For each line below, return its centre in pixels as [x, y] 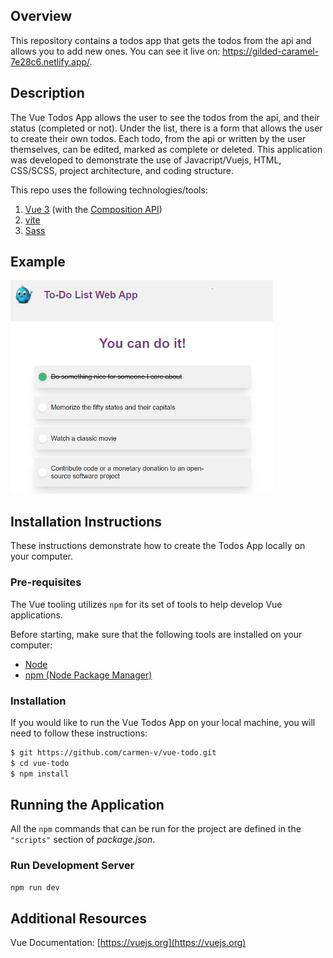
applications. [36, 615]
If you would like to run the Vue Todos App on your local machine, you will [163, 723]
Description [47, 93]
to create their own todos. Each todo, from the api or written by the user [158, 138]
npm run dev [35, 887]
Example [38, 262]
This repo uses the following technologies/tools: [109, 190]
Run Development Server [72, 866]
